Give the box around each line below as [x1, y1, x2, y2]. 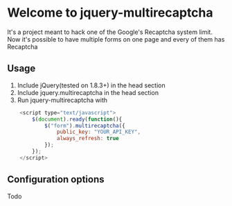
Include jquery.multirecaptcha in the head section [17, 88, 159, 96]
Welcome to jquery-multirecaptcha [7, 5, 213, 21]
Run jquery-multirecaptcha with [17, 96, 108, 104]
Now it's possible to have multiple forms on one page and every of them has [7, 35, 225, 43]
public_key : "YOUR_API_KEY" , [56, 128, 141, 136]
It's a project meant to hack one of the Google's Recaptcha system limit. [7, 28, 213, 36]
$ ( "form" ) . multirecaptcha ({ [44, 122, 126, 129]
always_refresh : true [56, 135, 119, 142]
